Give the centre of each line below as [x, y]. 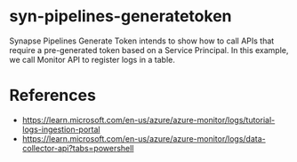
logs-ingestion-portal [61, 129]
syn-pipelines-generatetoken [120, 16]
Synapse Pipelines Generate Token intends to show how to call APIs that [142, 41]
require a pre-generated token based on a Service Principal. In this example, [149, 50]
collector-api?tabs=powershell [78, 148]
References [52, 96]
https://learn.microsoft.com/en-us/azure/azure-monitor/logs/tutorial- [148, 120]
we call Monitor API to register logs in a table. [92, 59]
